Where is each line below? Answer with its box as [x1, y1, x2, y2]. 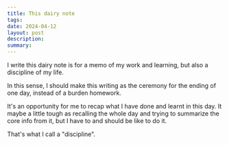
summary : [7, 42, 32, 49]
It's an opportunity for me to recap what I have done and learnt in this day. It [7, 102, 222, 110]
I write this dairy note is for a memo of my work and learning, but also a [7, 61, 208, 69]
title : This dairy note [7, 10, 75, 17]
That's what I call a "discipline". [7, 130, 96, 138]
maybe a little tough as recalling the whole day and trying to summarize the [7, 109, 219, 118]
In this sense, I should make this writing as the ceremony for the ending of [7, 82, 217, 89]
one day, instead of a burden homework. [7, 89, 122, 97]
